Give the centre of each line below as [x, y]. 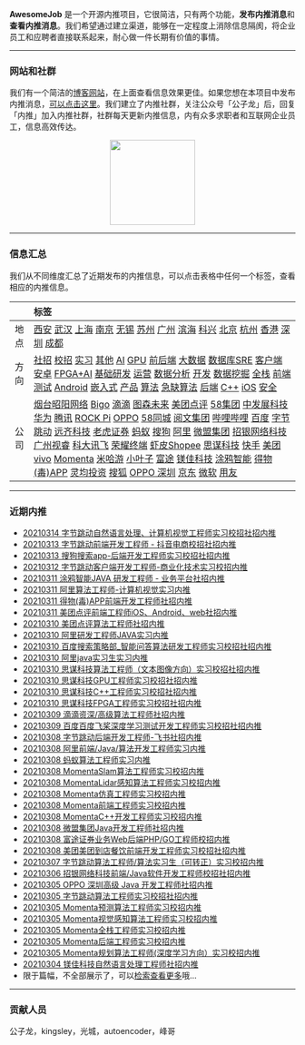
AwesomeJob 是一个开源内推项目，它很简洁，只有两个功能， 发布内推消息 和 [152, 14]
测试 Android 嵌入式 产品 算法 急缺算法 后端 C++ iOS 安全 [155, 387]
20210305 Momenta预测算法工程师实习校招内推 [112, 907]
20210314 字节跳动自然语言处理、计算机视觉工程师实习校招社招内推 [149, 532]
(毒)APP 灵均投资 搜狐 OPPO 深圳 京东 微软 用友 [135, 472]
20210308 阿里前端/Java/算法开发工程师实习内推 [114, 748]
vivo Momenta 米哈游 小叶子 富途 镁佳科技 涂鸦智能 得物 [152, 458]
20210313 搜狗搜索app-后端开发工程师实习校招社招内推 [126, 555]
